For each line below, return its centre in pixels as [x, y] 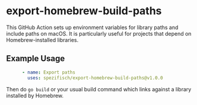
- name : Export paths [49, 72]
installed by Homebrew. [35, 96]
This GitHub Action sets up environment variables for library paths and [92, 27]
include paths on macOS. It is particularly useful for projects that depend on [99, 33]
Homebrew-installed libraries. [42, 40]
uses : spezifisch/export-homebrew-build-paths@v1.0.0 [95, 78]
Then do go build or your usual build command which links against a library [99, 89]
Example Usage [36, 58]
